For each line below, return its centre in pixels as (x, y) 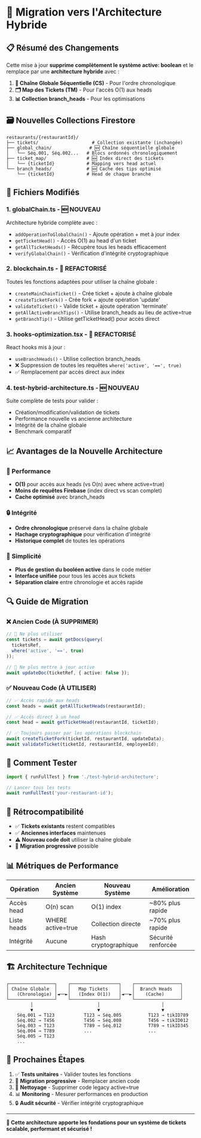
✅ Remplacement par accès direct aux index (70, 372)
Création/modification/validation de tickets (67, 412)
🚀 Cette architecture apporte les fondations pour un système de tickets (96, 1122)
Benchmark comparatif (43, 432)
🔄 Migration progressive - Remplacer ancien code (77, 1081)
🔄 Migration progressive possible (57, 846)
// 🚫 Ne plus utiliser (34, 634)
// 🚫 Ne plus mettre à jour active (51, 667)
